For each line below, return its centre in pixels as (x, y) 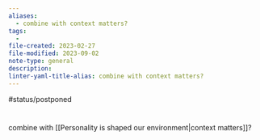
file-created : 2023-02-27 (52, 46)
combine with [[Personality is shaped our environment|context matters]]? (130, 127)
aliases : (23, 16)
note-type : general (41, 62)
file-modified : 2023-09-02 (54, 53)
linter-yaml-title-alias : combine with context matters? (106, 76)
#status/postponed (40, 99)
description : (30, 69)
